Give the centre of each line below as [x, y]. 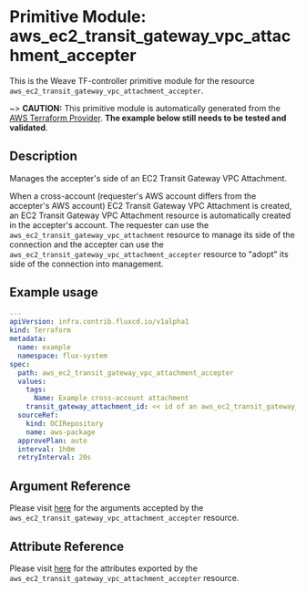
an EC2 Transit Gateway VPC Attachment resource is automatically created [150, 215]
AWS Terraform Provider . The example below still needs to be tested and [148, 118]
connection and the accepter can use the [87, 244]
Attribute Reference [67, 546]
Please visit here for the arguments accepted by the [107, 508]
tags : [36, 389]
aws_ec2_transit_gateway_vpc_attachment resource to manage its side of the [153, 234]
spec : [20, 364]
